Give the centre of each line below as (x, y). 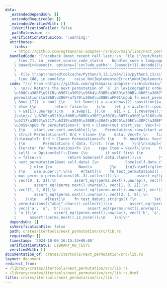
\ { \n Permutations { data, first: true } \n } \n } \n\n (82, 144)
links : (21, 47)
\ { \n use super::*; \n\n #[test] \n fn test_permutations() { (89, 171)
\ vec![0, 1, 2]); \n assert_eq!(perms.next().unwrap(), (81, 181)
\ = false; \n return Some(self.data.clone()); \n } (88, 157)
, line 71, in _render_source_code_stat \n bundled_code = (79, 61)
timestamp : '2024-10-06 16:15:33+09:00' (52, 241)
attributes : (22, 42)
